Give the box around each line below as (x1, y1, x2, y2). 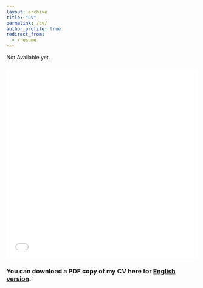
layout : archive (6, 8, 47, 15)
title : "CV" (6, 15, 36, 21)
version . (6, 274, 32, 283)
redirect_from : (6, 32, 45, 38)
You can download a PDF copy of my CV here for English (6, 267, 176, 275)
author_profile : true (6, 25, 61, 32)
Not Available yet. (6, 54, 50, 61)
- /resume (12, 37, 36, 43)
